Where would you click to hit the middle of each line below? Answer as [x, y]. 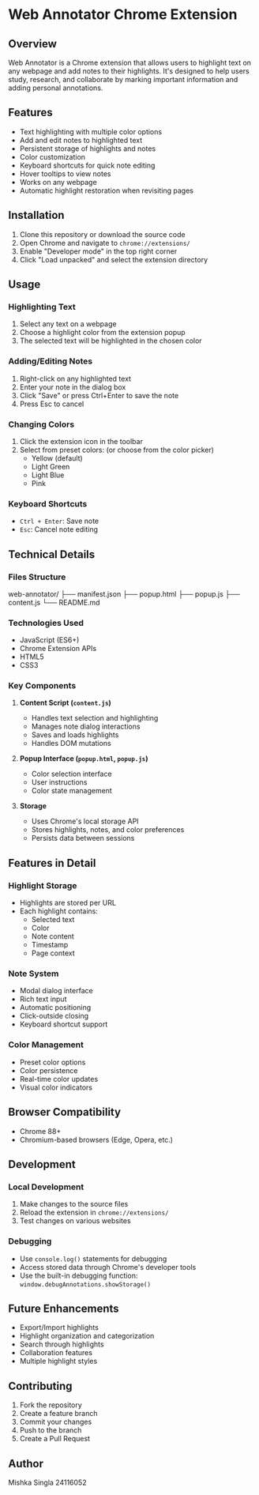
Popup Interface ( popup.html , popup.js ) [84, 759]
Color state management [71, 791]
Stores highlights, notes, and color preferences [108, 830]
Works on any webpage [58, 182]
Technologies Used [46, 623]
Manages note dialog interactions [86, 727]
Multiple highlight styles [58, 1361]
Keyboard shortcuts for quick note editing [87, 165]
